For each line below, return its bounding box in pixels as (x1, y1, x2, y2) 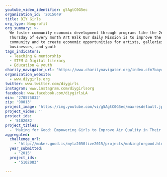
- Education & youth (9, 63, 52, 68)
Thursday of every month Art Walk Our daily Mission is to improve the (9, 35, 162, 40)
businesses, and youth (9, 44, 57, 49)
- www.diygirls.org (9, 77, 50, 82)
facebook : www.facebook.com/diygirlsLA (5, 90, 88, 95)
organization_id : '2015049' (5, 12, 64, 17)
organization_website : (5, 72, 52, 77)
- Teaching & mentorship (9, 53, 61, 59)
